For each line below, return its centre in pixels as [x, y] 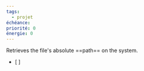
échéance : [18, 22]
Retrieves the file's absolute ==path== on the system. [72, 50]
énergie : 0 [20, 34]
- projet [22, 17]
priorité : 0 [21, 28]
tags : [13, 12]
